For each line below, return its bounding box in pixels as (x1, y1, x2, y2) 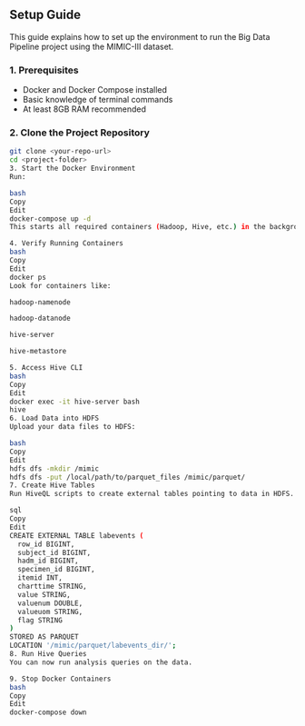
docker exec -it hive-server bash (9, 397, 141, 406)
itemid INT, (17, 573, 64, 582)
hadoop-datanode (9, 313, 71, 323)
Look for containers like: (9, 281, 112, 290)
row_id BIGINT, (17, 540, 75, 549)
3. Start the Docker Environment (9, 164, 136, 174)
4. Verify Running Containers (9, 239, 124, 248)
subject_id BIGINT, (17, 548, 92, 557)
